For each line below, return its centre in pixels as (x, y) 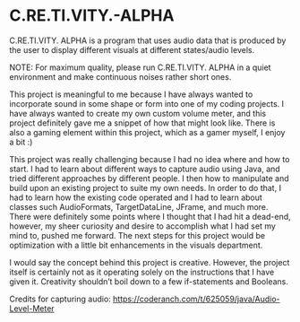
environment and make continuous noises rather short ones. (120, 76)
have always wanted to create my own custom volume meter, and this (138, 113)
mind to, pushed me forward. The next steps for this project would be (137, 235)
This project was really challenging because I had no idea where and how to (150, 159)
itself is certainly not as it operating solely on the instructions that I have (142, 272)
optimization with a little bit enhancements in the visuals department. (136, 245)
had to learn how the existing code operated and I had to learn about (136, 197)
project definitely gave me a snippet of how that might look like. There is (142, 123)
